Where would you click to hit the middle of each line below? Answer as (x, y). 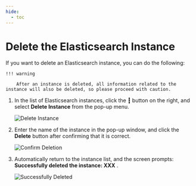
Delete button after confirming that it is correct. (72, 136)
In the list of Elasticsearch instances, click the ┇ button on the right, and (102, 100)
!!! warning (20, 74)
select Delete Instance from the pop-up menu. (71, 107)
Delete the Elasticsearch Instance (90, 47)
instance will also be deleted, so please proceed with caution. (88, 90)
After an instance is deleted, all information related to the (97, 84)
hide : (12, 12)
